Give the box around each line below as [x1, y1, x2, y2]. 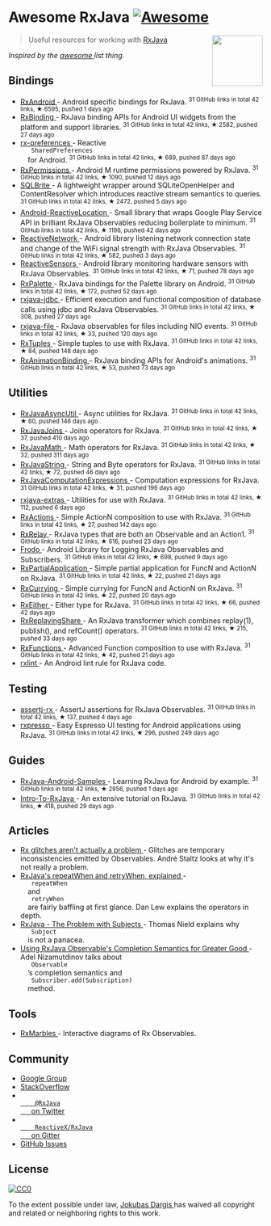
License [8, 1162, 49, 1176]
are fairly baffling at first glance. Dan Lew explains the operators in [27, 902, 249, 912]
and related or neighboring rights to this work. [8, 1208, 161, 1218]
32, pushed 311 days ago [19, 451, 90, 460]
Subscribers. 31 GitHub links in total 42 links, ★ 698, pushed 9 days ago [19, 554, 228, 564]
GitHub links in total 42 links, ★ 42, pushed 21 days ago [19, 651, 175, 659]
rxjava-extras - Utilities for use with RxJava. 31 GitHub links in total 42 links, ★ [19, 494, 262, 505]
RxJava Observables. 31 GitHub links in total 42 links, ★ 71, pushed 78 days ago [19, 268, 254, 278]
